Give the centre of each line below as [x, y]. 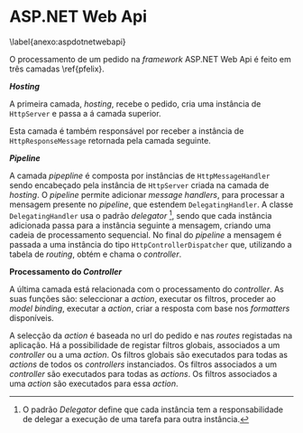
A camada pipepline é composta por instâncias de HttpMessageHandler [140, 175]
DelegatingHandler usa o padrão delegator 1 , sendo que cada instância [141, 214]
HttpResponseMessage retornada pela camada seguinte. [110, 140]
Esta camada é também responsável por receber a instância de [127, 131]
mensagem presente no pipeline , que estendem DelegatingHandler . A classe [151, 204]
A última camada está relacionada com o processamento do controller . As [147, 289]
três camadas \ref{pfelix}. [57, 69]
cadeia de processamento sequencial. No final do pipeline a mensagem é [146, 235]
